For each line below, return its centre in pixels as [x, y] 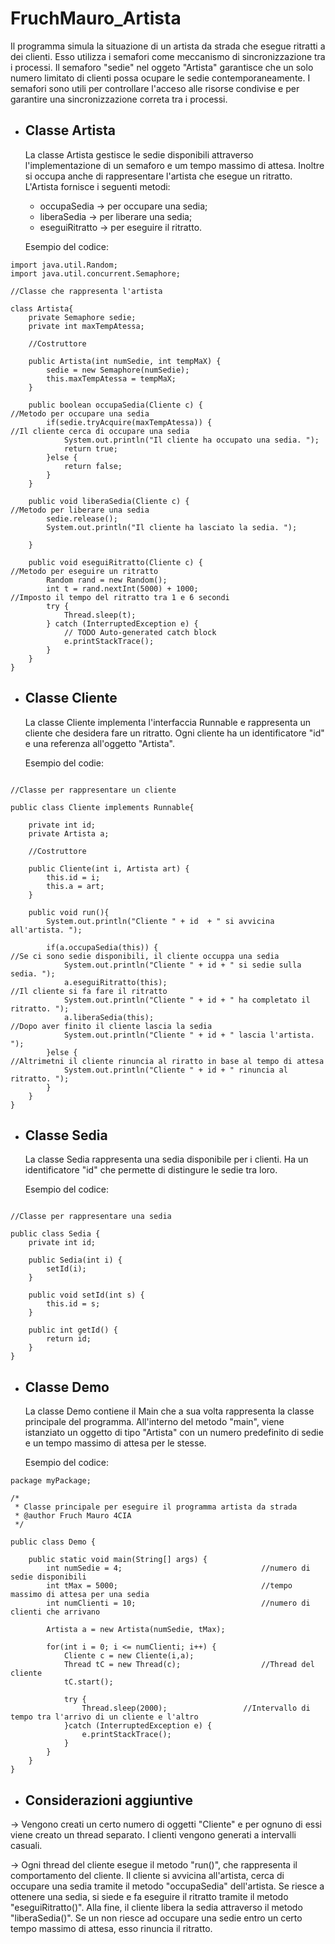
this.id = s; [73, 1304]
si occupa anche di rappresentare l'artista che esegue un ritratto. [158, 176]
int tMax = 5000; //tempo [169, 1586]
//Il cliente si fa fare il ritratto [89, 991]
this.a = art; [75, 886]
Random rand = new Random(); [107, 580]
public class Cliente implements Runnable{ [102, 807]
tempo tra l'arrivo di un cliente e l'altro [104, 1717]
